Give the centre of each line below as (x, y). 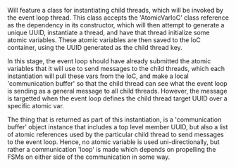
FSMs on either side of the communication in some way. (89, 157)
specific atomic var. (36, 106)
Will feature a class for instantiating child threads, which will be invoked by (116, 10)
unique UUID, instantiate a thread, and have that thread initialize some (108, 32)
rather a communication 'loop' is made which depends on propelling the (112, 149)
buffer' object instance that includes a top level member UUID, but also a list (118, 127)
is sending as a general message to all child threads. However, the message (117, 91)
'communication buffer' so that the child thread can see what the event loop (117, 83)
